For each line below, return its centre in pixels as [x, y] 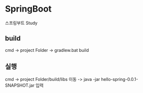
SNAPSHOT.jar [20, 85]
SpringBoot [28, 9]
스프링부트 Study [21, 23]
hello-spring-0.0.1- [119, 79]
